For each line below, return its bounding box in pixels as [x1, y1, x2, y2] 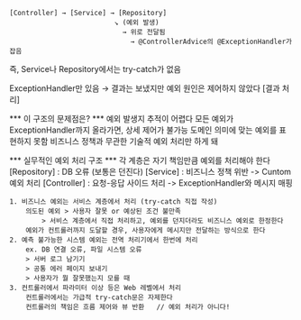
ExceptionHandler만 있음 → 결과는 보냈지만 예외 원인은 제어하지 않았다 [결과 [9, 83, 281, 94]
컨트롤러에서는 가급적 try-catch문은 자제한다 [25, 293, 173, 302]
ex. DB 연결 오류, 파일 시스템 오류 [25, 245, 142, 254]
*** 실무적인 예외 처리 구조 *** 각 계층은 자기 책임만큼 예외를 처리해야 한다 [9, 155, 270, 166]
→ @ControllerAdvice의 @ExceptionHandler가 [130, 37, 293, 46]
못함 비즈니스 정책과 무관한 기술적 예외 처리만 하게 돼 [32, 136, 219, 146]
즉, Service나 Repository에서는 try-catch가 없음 [9, 64, 182, 74]
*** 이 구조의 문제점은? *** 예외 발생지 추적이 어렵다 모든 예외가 [9, 114, 234, 123]
